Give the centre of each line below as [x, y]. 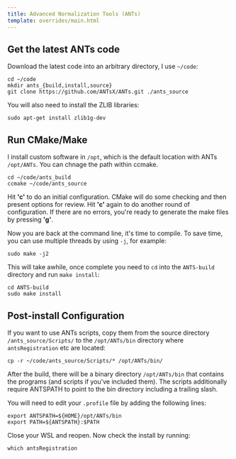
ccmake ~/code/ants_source [47, 184]
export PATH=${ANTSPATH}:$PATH [54, 422]
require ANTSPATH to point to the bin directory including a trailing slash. [113, 389]
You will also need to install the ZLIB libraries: [73, 105]
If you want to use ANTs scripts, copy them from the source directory [108, 333]
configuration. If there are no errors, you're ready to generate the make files [118, 212]
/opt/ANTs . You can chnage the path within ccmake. [83, 165]
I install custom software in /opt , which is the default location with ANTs [112, 157]
